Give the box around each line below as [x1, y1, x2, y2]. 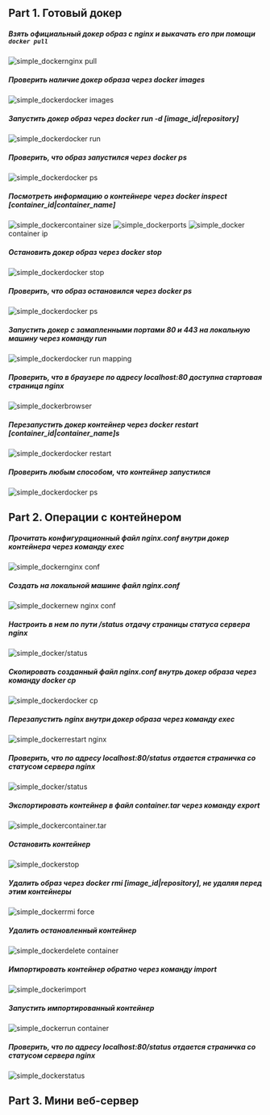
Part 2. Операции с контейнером [8, 511, 182, 524]
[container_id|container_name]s [8, 428, 120, 438]
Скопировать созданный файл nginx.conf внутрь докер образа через [8, 666, 257, 676]
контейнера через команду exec [8, 542, 125, 552]
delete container [64, 946, 119, 955]
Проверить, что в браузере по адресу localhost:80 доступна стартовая [8, 372, 263, 382]
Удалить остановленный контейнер [8, 925, 137, 935]
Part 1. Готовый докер [8, 6, 123, 20]
